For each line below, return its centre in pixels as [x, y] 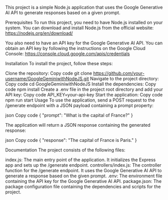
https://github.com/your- [119, 73]
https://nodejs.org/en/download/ [39, 33]
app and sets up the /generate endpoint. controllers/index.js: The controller [83, 165]
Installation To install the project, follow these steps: [59, 63]
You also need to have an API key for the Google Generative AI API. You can [84, 43]
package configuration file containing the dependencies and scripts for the [83, 187]
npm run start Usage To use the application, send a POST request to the [80, 100]
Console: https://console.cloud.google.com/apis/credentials [68, 54]
